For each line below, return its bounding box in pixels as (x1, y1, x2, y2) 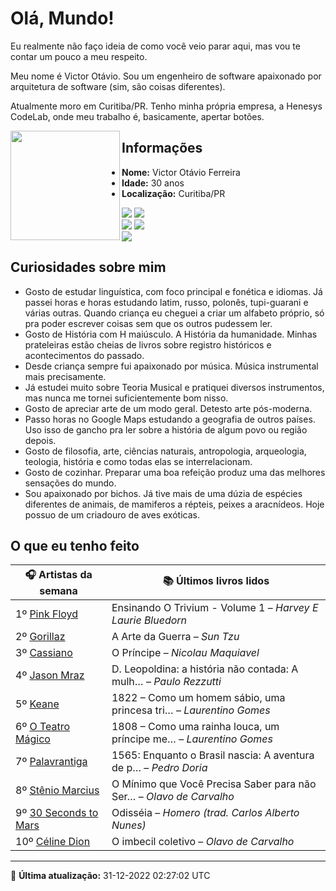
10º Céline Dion (15, 835, 91, 849)
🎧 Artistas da (24, 568, 93, 582)
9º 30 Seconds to (15, 806, 99, 820)
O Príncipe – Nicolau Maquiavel (111, 646, 260, 660)
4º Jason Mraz (15, 668, 85, 682)
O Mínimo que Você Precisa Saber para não (111, 777, 317, 791)
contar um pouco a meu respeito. (10, 50, 148, 62)
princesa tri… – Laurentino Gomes (111, 703, 271, 717)
